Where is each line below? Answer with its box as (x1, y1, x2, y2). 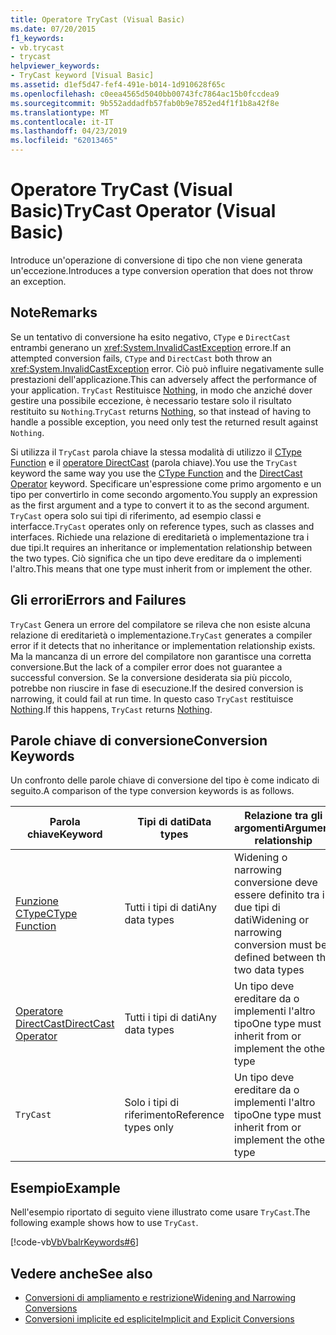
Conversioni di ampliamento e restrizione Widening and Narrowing (24, 1292, 297, 1303)
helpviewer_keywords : (10, 61, 101, 71)
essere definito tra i (234, 888, 325, 902)
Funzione (15, 894, 59, 908)
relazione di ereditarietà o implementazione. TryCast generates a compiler (10, 629, 313, 641)
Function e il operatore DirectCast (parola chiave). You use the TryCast (10, 456, 298, 468)
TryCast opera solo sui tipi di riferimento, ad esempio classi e (10, 509, 262, 521)
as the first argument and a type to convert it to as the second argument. (10, 499, 310, 511)
